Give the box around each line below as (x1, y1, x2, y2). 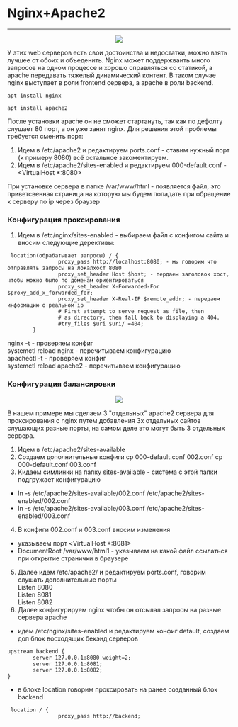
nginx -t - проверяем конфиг (7, 339, 93, 348)
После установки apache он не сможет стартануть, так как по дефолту (7, 117, 223, 125)
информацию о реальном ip (7, 302, 84, 309)
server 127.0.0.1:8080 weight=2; (33, 654, 132, 661)
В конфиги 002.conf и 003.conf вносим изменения (17, 525, 171, 534)
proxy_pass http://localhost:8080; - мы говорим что (57, 259, 217, 266)
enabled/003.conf (17, 512, 71, 520)
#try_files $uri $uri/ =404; (57, 320, 144, 327)
